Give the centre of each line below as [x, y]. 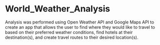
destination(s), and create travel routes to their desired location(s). [72, 37]
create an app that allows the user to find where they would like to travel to [80, 27]
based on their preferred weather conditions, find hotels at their [69, 32]
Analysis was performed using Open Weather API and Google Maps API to [80, 22]
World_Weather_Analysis [58, 9]
